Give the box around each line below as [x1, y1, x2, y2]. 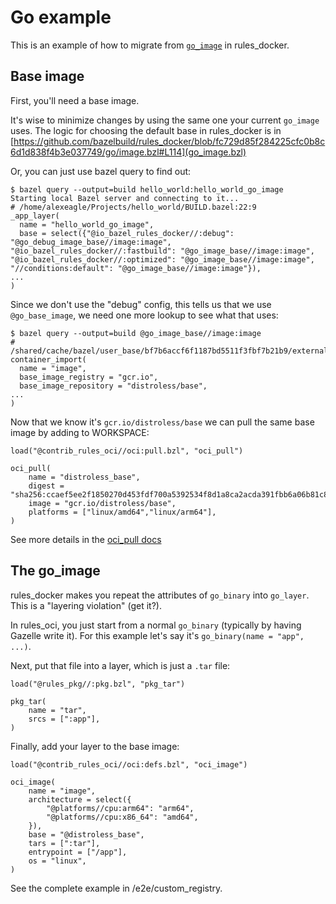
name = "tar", [28, 705, 87, 715]
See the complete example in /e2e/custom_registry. [10, 882, 223, 894]
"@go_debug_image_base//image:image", [10, 237, 172, 247]
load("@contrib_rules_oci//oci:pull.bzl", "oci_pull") [10, 446, 244, 456]
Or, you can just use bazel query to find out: [10, 165, 192, 177]
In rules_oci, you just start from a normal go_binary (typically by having [10, 619, 302, 631]
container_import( [10, 354, 87, 365]
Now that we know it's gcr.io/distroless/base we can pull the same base [10, 416, 315, 428]
